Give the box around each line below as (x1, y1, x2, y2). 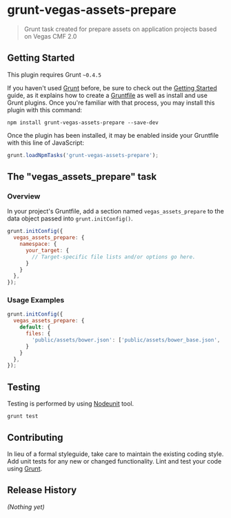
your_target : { (25, 247, 70, 253)
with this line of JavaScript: (7, 138, 85, 147)
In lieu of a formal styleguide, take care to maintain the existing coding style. (7, 450, 224, 458)
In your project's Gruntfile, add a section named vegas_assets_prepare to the (7, 207, 224, 216)
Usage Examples (7, 296, 65, 305)
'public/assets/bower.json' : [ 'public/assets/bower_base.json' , (32, 336, 221, 343)
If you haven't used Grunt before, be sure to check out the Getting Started (7, 83, 217, 92)
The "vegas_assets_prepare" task (7, 171, 157, 183)
